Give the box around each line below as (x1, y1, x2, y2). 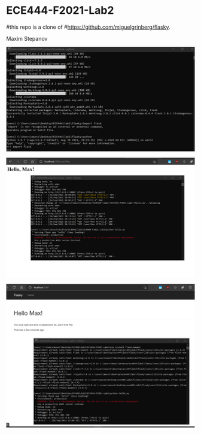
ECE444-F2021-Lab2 (6, 4, 114, 17)
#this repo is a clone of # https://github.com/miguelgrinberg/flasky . (6, 23, 170, 31)
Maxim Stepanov (6, 35, 48, 42)
